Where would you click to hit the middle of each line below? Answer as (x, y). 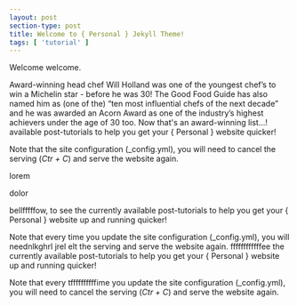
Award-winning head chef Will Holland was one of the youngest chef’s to (143, 85)
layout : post (33, 17)
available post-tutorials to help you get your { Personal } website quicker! (143, 132)
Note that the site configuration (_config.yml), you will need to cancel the (143, 149)
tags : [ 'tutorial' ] (49, 42)
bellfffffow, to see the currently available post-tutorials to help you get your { (149, 211)
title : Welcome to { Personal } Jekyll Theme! (97, 34)
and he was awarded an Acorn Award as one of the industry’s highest (136, 113)
